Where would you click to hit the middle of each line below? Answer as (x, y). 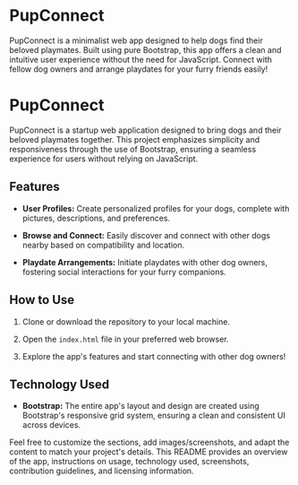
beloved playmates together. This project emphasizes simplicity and (135, 139)
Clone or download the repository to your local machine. (126, 321)
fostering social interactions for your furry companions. (124, 272)
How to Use (42, 300)
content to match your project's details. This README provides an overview (149, 452)
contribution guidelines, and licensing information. (102, 471)
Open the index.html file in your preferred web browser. (126, 339)
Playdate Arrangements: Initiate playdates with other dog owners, (145, 262)
